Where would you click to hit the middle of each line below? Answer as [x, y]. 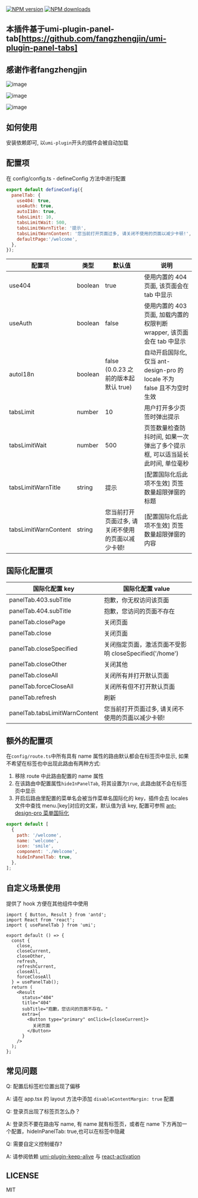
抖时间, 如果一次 [166, 437]
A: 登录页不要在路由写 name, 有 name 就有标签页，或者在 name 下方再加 [94, 1124]
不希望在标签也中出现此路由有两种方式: [54, 763]
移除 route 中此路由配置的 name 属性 [59, 776]
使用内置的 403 [166, 306]
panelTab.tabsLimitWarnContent [54, 713]
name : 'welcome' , [38, 841]
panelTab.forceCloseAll [41, 686]
